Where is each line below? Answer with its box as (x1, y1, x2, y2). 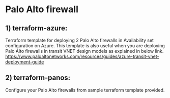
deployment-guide (5, 59, 44, 64)
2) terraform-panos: (5, 74, 71, 82)
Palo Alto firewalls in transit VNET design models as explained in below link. (5, 48, 164, 54)
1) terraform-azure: (5, 24, 68, 32)
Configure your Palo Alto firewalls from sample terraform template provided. (5, 87, 165, 93)
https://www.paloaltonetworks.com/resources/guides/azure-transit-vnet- (5, 53, 159, 59)
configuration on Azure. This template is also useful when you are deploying (5, 43, 165, 49)
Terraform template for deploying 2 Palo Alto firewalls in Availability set (5, 37, 154, 43)
